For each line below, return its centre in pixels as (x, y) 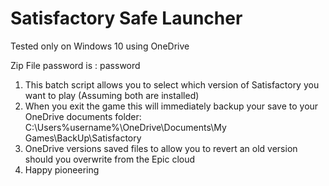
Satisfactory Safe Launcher (126, 18)
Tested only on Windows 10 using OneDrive (100, 46)
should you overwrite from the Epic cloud (110, 159)
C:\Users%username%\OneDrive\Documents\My (125, 127)
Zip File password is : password (75, 65)
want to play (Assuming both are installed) (112, 95)
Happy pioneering (62, 169)
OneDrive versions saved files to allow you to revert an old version (161, 148)
